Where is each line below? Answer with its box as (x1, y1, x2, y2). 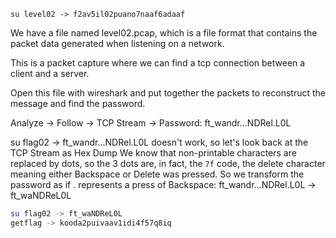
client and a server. (10, 68, 90, 79)
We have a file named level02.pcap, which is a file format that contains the (10, 27, 318, 39)
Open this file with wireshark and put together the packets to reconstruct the (10, 87, 326, 99)
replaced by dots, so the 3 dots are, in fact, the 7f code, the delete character (10, 158, 326, 169)
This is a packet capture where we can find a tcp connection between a (10, 57, 306, 69)
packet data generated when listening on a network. (10, 38, 225, 49)
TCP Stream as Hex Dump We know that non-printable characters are (10, 147, 297, 159)
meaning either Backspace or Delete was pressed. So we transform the (10, 168, 305, 180)
